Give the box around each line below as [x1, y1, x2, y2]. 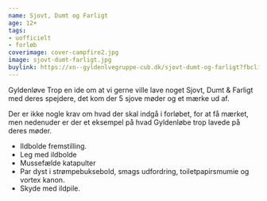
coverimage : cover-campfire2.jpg [8, 48, 119, 56]
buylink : [8, 64, 37, 72]
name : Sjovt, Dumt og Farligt [8, 11, 109, 20]
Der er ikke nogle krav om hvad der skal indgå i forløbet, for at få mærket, [8, 109, 249, 118]
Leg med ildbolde [19, 149, 77, 159]
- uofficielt [8, 33, 52, 42]
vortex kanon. [19, 175, 65, 184]
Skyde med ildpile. [19, 184, 81, 193]
